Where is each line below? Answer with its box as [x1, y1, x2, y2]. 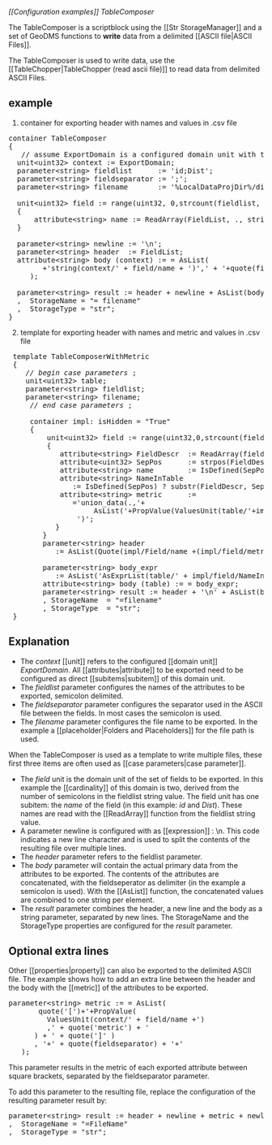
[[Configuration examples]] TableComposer [8, 7, 155, 16]
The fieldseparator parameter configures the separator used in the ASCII [19, 699, 263, 709]
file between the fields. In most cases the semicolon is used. [19, 708, 223, 718]
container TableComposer [8, 133, 107, 143]
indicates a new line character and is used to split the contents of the [19, 834, 251, 844]
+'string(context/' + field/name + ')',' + [42, 263, 219, 273]
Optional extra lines [8, 944, 109, 958]
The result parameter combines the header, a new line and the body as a [19, 903, 263, 913]
